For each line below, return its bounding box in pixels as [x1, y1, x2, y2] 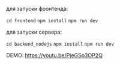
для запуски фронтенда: [6, 5, 68, 12]
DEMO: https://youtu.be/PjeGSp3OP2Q [6, 52, 103, 59]
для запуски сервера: [6, 28, 62, 36]
